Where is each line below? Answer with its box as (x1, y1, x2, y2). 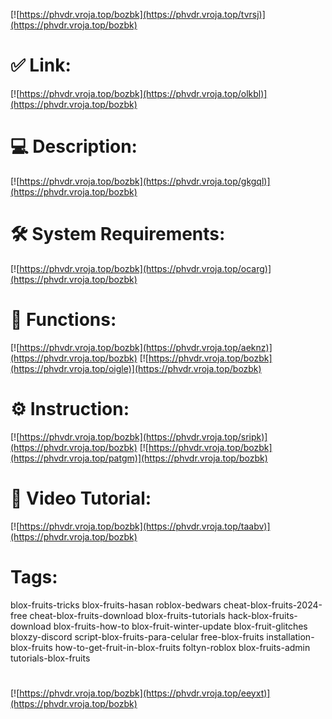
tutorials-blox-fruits (10, 652, 91, 664)
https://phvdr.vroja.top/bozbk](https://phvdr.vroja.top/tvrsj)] (19, 9, 266, 20)
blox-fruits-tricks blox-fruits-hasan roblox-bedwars (10, 599, 222, 611)
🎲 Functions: (10, 309, 117, 331)
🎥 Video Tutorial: (10, 487, 152, 509)
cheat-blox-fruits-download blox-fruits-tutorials (29, 609, 226, 621)
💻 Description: (10, 135, 138, 158)
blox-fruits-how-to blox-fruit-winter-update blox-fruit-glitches (53, 620, 308, 632)
